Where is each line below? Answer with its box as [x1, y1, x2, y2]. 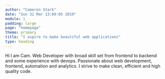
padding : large [5, 21, 37, 26]
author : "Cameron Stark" [5, 7, 56, 12]
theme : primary [5, 30, 37, 35]
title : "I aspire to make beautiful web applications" [5, 35, 121, 40]
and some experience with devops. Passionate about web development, [5, 57, 152, 64]
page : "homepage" [5, 26, 41, 30]
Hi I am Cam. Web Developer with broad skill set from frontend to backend [5, 53, 157, 58]
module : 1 [5, 16, 26, 21]
